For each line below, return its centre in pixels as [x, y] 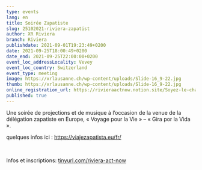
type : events [23, 12]
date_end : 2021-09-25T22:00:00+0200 [52, 56]
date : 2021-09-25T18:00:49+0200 [47, 51]
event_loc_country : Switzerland [47, 68]
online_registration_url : [38, 90]
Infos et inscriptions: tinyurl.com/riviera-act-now [66, 160]
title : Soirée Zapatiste [37, 23]
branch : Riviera [26, 40]
